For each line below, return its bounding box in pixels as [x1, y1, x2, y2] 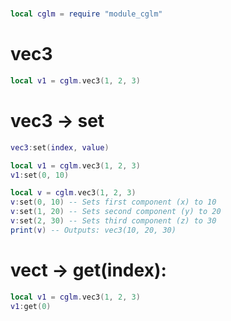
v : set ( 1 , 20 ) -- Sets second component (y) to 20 [10, 207, 222, 217]
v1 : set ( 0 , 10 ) [10, 170, 70, 180]
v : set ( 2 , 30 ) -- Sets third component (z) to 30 [10, 216, 217, 226]
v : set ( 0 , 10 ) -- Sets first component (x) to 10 [10, 197, 217, 208]
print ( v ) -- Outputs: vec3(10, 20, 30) [10, 225, 177, 235]
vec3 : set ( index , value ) [10, 142, 110, 153]
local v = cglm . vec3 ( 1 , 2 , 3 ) [10, 188, 137, 198]
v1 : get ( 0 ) [10, 301, 52, 311]
